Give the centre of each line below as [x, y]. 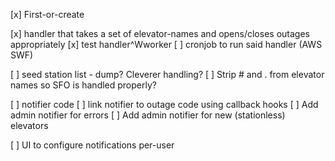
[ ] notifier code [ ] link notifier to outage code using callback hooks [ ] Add [164, 104]
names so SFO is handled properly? [83, 85]
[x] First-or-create [47, 14]
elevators [29, 125]
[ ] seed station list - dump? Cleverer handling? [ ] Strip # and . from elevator [167, 74]
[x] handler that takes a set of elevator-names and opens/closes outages [160, 33]
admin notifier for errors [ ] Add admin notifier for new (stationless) [148, 115]
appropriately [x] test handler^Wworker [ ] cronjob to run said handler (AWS [166, 44]
